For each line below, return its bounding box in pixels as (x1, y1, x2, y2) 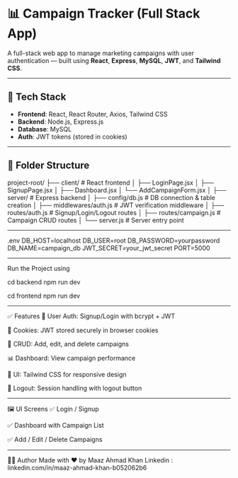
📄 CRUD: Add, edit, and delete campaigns (7, 339, 130, 348)
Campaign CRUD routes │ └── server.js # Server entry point (7, 216, 184, 224)
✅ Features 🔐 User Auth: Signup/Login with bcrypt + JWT (7, 312, 176, 320)
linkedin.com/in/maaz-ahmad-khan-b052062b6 (7, 463, 147, 472)
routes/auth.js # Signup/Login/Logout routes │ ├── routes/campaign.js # (7, 208, 221, 216)
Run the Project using (7, 264, 70, 272)
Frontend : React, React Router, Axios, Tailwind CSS (17, 110, 168, 118)
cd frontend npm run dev (7, 291, 80, 300)
